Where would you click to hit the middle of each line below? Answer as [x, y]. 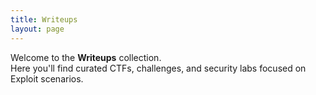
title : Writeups [44, 19]
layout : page [37, 29]
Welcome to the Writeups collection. [86, 57]
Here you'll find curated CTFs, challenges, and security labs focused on [158, 68]
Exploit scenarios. [47, 78]
